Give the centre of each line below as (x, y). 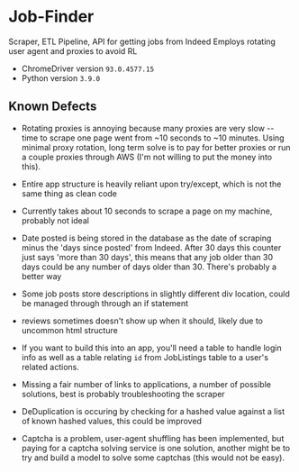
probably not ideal (55, 220)
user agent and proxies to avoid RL (73, 50)
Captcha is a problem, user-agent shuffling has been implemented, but (153, 438)
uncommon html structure (69, 330)
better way (41, 276)
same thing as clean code (69, 193)
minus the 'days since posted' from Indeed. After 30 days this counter (151, 247)
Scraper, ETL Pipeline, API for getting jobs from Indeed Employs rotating (142, 41)
